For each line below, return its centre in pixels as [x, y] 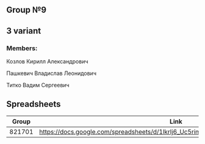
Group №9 [27, 10]
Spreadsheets [34, 104]
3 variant [24, 31]
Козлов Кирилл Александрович [47, 62]
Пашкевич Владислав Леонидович [51, 73]
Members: [22, 48]
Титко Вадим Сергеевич [38, 85]
